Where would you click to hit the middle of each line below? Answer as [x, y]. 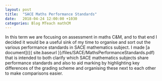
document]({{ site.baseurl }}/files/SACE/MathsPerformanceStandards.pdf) [80, 53]
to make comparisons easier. [34, 73]
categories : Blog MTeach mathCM [38, 23]
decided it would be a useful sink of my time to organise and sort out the [78, 42]
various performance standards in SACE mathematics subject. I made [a [78, 47]
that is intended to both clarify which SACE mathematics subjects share [77, 58]
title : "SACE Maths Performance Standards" [51, 14]
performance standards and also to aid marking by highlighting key [72, 63]
